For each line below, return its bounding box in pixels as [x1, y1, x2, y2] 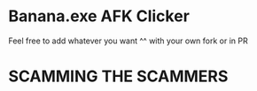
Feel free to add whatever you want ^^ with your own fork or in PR [8, 35, 249, 46]
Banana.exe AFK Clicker [8, 6, 190, 27]
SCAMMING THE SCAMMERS [8, 66, 229, 87]
